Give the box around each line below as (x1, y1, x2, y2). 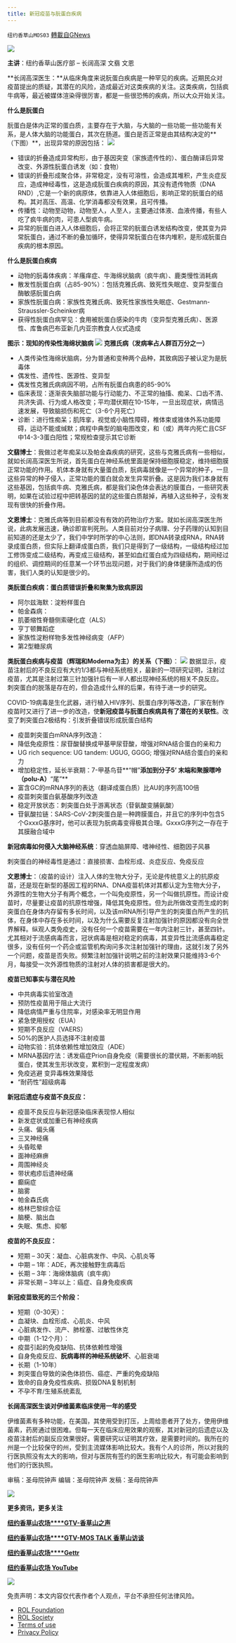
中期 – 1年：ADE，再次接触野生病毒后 (17, 1260, 126, 1268)
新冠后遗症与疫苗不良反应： (7, 1092, 88, 1100)
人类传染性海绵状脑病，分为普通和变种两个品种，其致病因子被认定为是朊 (17, 353, 227, 362)
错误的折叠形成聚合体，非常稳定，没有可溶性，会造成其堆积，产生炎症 (17, 171, 221, 179)
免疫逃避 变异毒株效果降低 (17, 1069, 93, 1077)
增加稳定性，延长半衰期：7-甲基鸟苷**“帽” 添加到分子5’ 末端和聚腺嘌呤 (17, 765, 221, 774)
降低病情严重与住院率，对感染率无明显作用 (17, 1007, 141, 1015)
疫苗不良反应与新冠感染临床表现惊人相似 (17, 1108, 135, 1116)
